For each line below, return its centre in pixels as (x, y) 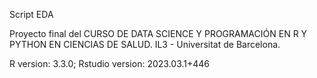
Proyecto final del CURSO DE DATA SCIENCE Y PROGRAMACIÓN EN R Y (158, 33)
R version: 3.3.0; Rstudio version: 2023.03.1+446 (110, 63)
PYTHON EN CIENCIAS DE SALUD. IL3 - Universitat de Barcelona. (145, 44)
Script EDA (31, 14)
